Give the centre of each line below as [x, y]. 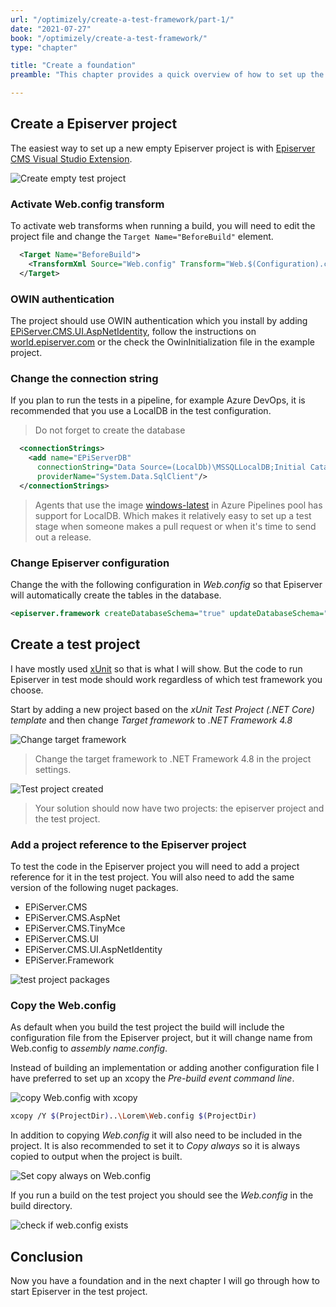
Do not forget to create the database [110, 430]
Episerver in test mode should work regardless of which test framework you [166, 679]
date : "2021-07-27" [51, 29]
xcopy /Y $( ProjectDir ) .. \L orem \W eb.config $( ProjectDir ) [133, 1116]
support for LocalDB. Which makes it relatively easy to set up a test [173, 515]
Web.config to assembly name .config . [89, 1048]
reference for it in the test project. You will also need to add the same [152, 877]
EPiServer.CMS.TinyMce [75, 928]
